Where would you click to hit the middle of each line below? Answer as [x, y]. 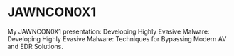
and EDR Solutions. [36, 46]
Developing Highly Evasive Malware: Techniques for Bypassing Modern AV [117, 38]
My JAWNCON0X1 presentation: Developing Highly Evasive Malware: [108, 31]
